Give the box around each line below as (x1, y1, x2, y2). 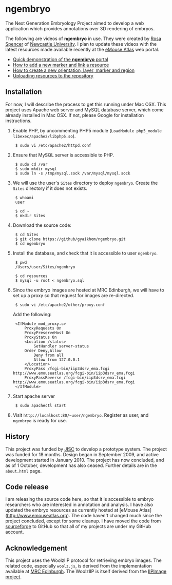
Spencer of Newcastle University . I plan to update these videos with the (5, 41, 157, 47)
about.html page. (5, 467, 42, 474)
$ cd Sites (15, 232, 39, 237)
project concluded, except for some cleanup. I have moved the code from (5, 518, 161, 524)
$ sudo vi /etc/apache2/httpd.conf (15, 143, 91, 148)
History (5, 432, 30, 441)
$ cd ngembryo (15, 241, 46, 246)
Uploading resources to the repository (12, 72, 93, 79)
